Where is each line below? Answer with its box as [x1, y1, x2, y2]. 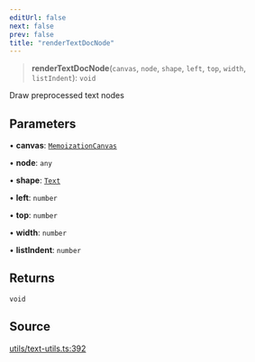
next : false [9, 22, 54, 31]
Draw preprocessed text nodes [9, 90, 124, 101]
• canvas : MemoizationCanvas [9, 140, 117, 151]
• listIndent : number [9, 245, 81, 256]
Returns [9, 271, 56, 286]
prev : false [9, 30, 54, 39]
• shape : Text [9, 175, 61, 186]
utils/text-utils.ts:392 [9, 343, 87, 354]
